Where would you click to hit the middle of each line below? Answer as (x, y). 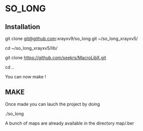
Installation (23, 27)
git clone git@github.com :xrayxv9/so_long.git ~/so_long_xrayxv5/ (71, 38)
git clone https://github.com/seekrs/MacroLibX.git (56, 58)
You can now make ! (26, 77)
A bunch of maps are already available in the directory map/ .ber (70, 123)
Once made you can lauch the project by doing (53, 104)
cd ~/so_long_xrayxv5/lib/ (31, 48)
